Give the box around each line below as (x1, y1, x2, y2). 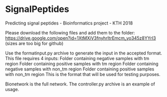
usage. (5, 86, 19, 92)
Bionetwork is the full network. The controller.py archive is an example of (5, 81, 156, 87)
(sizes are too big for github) (5, 40, 64, 46)
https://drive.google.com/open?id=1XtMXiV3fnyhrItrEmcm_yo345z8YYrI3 (5, 35, 156, 41)
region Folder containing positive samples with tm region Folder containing (5, 60, 159, 66)
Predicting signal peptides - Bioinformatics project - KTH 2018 (5, 20, 133, 26)
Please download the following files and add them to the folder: (5, 29, 135, 35)
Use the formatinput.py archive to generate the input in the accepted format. (5, 50, 162, 56)
